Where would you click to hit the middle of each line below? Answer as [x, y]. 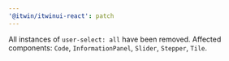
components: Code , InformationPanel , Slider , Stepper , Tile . [108, 48]
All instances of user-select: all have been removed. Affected [115, 39]
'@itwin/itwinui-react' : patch [61, 16]
